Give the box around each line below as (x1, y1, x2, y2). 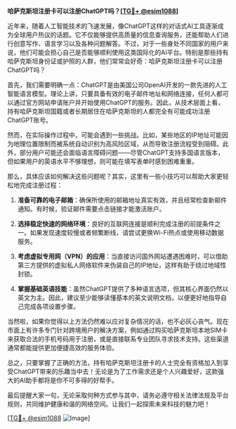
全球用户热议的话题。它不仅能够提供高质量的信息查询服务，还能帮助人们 (13, 31, 223, 39)
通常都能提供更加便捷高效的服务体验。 (7, 344, 118, 352)
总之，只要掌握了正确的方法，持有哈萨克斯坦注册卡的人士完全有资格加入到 (7, 359, 223, 366)
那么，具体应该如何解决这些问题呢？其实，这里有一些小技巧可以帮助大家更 (7, 172, 223, 180)
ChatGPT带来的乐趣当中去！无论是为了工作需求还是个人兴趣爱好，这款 (13, 367, 218, 376)
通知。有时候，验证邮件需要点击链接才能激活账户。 (17, 205, 166, 213)
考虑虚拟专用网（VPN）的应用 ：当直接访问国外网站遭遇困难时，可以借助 (17, 252, 228, 260)
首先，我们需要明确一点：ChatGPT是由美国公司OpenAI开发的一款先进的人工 (7, 81, 228, 89)
